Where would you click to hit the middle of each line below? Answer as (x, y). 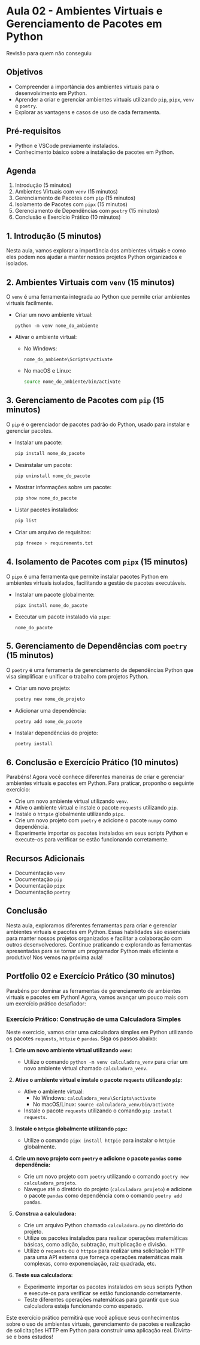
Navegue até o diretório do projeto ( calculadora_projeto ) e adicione (108, 1189)
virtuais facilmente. (30, 303)
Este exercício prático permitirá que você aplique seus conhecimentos (93, 1317)
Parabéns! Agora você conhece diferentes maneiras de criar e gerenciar (95, 777)
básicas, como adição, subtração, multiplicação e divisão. (95, 1244)
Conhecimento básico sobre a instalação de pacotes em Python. (95, 152)
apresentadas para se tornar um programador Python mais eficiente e (92, 951)
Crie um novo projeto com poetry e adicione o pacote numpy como (96, 820)
